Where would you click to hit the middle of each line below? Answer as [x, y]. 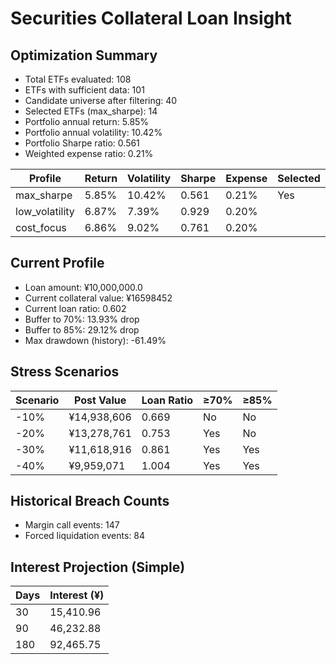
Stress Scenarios [65, 372]
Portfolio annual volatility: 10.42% [93, 132]
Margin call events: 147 [72, 525]
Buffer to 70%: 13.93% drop [82, 319]
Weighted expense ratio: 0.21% [89, 153]
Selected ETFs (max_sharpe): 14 [91, 111]
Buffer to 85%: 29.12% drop [82, 329]
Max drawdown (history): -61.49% [95, 340]
